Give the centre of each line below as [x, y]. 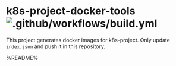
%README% [22, 58]
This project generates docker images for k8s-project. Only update [88, 40]
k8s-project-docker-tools [71, 11]
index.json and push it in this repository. [56, 46]
